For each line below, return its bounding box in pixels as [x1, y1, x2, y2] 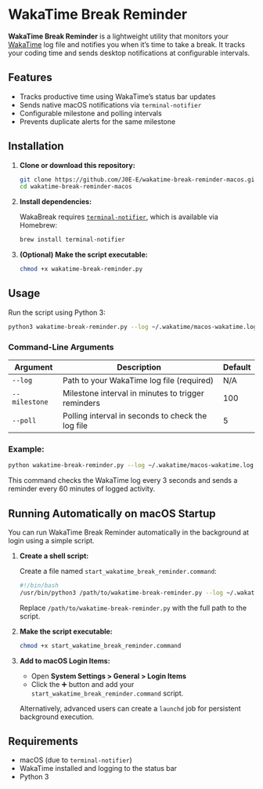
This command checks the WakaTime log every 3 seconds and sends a [8, 476, 238, 485]
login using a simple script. [8, 536, 95, 546]
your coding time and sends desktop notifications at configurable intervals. [8, 48, 250, 57]
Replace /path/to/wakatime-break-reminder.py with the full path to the [19, 603, 247, 612]
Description [117, 362, 162, 373]
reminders [62, 398, 100, 409]
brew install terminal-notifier [19, 236, 125, 244]
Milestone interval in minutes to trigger [62, 388, 205, 399]
